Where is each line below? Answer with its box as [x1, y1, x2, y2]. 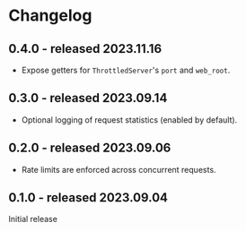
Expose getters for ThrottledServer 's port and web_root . [21, 64, 231, 75]
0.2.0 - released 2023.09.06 [8, 141, 171, 156]
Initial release [8, 214, 57, 225]
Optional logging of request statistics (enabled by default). [21, 114, 238, 125]
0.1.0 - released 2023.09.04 [8, 190, 168, 206]
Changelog [8, 5, 92, 26]
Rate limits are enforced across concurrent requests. [21, 164, 216, 175]
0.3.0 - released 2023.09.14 [8, 90, 168, 106]
